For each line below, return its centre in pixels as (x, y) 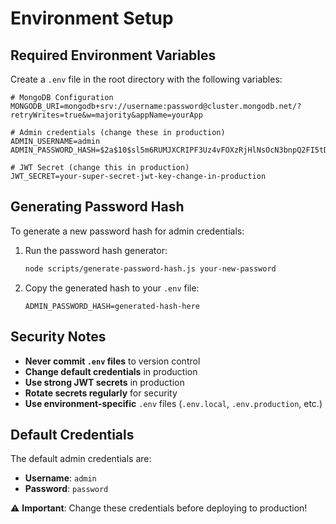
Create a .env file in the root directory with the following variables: (146, 79)
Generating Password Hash (97, 207)
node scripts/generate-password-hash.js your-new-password (150, 268)
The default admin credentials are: (81, 459)
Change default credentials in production (111, 371)
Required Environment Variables (113, 55)
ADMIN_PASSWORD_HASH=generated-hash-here (112, 306)
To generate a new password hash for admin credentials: (127, 231)
